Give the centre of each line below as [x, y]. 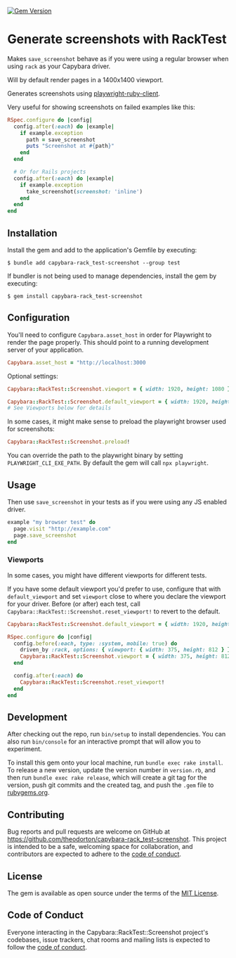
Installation [32, 233]
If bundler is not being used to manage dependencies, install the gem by [112, 276]
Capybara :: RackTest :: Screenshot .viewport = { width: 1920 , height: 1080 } [119, 389]
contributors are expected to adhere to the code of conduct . [94, 854]
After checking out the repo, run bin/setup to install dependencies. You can [117, 734]
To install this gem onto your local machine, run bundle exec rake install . [115, 762]
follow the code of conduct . [47, 947]
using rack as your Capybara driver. [59, 66]
